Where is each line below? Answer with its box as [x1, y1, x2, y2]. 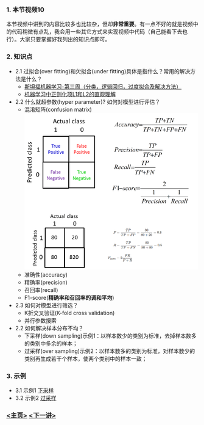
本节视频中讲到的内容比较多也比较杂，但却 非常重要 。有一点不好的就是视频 [6, 20, 193, 28]
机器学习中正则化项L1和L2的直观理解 [24, 90, 116, 98]
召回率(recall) [24, 286, 58, 294]
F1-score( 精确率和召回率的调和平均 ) [24, 294, 114, 301]
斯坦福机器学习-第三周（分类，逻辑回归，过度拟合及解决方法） [24, 82, 182, 90]
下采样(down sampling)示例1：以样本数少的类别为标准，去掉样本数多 [24, 332, 197, 340]
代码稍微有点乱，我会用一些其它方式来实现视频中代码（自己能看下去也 [11, 28, 188, 35]
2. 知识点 [6, 53, 33, 61]
